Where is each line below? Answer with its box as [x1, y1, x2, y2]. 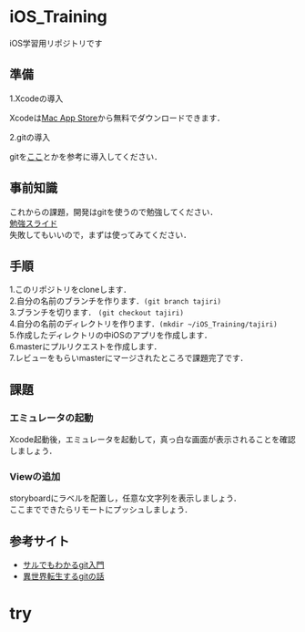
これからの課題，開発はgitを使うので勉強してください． [9, 206, 219, 217]
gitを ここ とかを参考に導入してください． [9, 150, 162, 161]
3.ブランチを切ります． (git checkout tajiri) [9, 307, 185, 318]
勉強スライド [9, 217, 57, 229]
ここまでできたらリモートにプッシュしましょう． [9, 504, 193, 515]
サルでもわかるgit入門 [22, 559, 105, 571]
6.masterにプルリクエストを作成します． [9, 341, 162, 352]
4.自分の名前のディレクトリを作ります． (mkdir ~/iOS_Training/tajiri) [9, 318, 278, 329]
